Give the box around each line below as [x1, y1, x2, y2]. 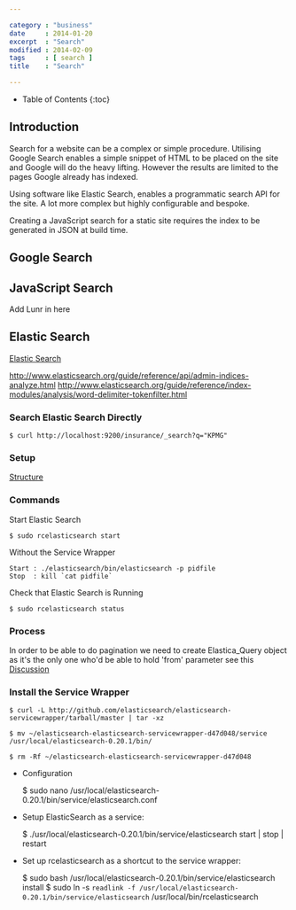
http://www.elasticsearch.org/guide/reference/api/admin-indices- [9, 369, 250, 381]
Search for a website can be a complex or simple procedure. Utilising [9, 143, 261, 153]
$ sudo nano [21, 785, 69, 796]
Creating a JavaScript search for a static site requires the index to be [9, 214, 261, 226]
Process [9, 625, 46, 637]
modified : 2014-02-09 [9, 45, 93, 54]
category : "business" [9, 20, 93, 29]
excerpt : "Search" [9, 37, 86, 46]
